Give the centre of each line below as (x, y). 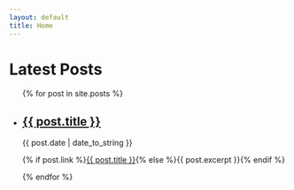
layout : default (39, 17)
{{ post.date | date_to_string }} (77, 143)
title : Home (31, 26)
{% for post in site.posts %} (73, 94)
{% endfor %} (47, 177)
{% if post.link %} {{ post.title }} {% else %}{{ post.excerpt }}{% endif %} (154, 160)
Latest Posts (56, 69)
